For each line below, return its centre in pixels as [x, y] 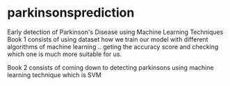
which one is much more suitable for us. [65, 54]
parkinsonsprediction [71, 13]
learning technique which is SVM [55, 75]
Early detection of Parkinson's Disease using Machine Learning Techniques [115, 32]
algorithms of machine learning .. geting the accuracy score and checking [113, 46]
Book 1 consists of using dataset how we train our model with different [108, 39]
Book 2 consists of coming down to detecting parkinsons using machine [110, 67]
